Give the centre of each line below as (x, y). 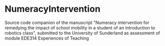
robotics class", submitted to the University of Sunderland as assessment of (82, 33)
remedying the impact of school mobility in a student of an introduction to (80, 27)
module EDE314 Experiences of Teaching (47, 38)
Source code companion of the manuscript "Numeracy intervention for (77, 23)
